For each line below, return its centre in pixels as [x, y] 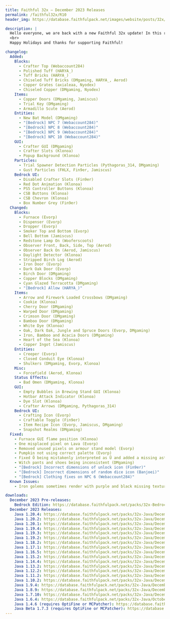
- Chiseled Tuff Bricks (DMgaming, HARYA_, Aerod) [73, 80]
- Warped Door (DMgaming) [46, 312]
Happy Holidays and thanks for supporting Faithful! [67, 43]
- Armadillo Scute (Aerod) [47, 109]
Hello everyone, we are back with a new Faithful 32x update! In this [86, 34]
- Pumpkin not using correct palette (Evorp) [63, 453]
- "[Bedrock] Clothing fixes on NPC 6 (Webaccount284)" [75, 477]
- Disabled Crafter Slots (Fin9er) [56, 179]
